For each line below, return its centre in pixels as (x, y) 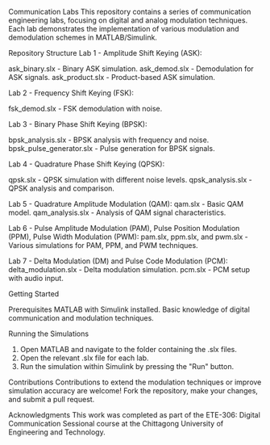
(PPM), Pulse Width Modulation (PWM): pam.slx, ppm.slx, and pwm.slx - (128, 237)
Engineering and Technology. (57, 432)
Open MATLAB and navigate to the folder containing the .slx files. (129, 349)
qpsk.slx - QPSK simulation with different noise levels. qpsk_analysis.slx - (130, 180)
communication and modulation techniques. (81, 318)
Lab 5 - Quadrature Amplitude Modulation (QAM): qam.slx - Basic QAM (126, 204)
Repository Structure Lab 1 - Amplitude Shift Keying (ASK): (106, 53)
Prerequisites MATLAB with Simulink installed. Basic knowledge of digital (129, 309)
